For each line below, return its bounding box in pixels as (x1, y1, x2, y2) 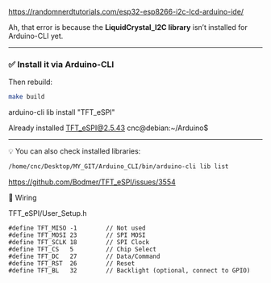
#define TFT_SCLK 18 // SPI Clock (8, 239, 150, 247)
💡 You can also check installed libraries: (8, 146, 141, 156)
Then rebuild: (8, 77, 53, 87)
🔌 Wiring (8, 193, 37, 203)
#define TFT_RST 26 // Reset (8, 260, 135, 268)
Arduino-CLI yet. (8, 32, 64, 40)
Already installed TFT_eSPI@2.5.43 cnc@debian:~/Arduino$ (8, 123, 209, 133)
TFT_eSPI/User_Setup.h (8, 209, 87, 218)
